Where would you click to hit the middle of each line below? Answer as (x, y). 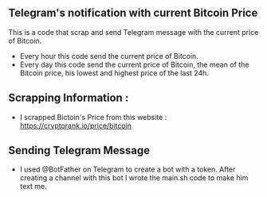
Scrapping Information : (69, 98)
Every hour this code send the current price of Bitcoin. (109, 56)
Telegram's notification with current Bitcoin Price (133, 13)
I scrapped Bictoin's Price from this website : (93, 117)
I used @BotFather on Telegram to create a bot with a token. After (128, 169)
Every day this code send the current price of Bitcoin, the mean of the (134, 64)
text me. (33, 187)
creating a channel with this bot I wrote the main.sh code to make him (134, 178)
